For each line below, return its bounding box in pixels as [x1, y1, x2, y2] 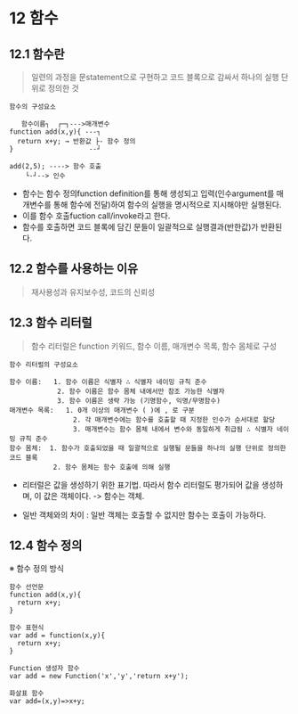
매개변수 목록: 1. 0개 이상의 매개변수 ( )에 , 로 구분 [9, 406, 195, 414]
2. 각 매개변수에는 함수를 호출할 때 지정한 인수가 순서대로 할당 [72, 415, 276, 424]
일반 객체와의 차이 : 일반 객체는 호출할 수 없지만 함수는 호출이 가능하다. [21, 509, 267, 520]
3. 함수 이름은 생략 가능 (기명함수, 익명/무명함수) [56, 396, 221, 406]
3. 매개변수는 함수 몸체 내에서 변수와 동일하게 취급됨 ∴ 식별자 [72, 424, 273, 433]
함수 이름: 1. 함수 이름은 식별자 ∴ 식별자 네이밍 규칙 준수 [9, 377, 207, 386]
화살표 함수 [9, 689, 44, 698]
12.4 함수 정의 [9, 538, 83, 554]
